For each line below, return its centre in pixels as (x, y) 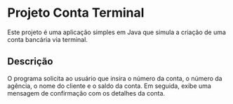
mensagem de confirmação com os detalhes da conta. (86, 93)
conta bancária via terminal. (47, 39)
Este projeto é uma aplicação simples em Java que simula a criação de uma (117, 32)
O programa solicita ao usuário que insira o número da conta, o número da (115, 78)
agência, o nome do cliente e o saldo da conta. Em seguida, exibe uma (109, 86)
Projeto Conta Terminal (76, 13)
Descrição (30, 62)
